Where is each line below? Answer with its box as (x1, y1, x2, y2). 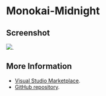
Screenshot (6, 28, 50, 38)
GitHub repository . (14, 83, 60, 90)
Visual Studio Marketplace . (14, 77, 81, 84)
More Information (6, 61, 72, 72)
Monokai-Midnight (6, 4, 100, 18)
